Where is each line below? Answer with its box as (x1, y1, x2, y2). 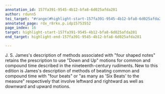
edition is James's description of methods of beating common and (5, 68, 140, 73)
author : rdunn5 (5, 12, 36, 17)
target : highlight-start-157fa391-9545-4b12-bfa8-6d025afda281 (5, 30, 137, 35)
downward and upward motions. (5, 83, 71, 89)
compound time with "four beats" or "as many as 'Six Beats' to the (5, 73, 139, 79)
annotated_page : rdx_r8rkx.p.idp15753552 (5, 21, 91, 26)
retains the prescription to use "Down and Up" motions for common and (5, 57, 151, 63)
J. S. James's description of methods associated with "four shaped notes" (5, 52, 156, 58)
